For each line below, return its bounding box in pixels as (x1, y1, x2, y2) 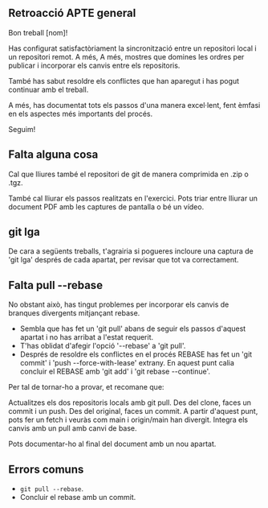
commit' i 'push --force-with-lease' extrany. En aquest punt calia (19, 358, 235, 368)
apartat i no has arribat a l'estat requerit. (19, 332, 154, 342)
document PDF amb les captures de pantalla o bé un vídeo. (8, 201, 205, 212)
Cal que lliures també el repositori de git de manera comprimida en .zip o (8, 169, 249, 179)
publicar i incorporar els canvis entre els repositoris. (8, 60, 181, 70)
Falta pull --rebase (8, 278, 103, 292)
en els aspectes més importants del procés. (8, 109, 153, 118)
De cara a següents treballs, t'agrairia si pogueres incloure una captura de (8, 246, 254, 256)
